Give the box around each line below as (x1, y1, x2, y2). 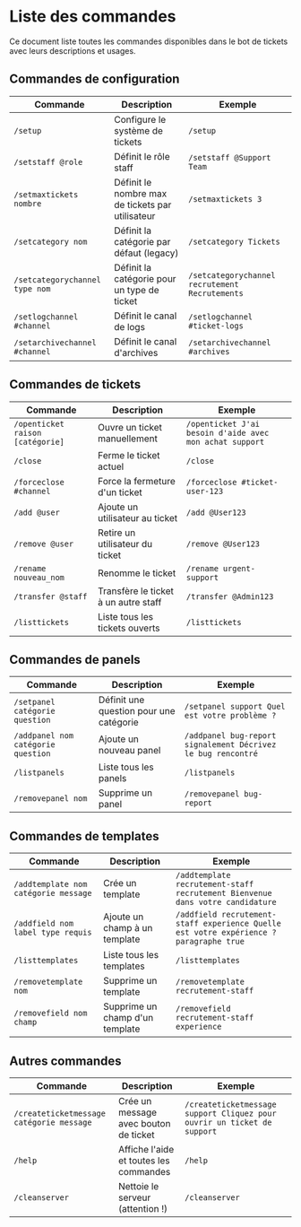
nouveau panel (98, 744, 161, 757)
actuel (98, 460, 125, 473)
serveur (117, 1191, 151, 1204)
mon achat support (186, 437, 265, 447)
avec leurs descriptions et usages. (9, 45, 136, 56)
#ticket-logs (187, 320, 244, 331)
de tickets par (113, 198, 172, 211)
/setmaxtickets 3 (187, 194, 262, 204)
